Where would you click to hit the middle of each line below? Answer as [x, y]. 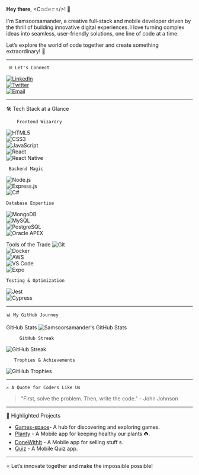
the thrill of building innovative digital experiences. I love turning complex [95, 27]
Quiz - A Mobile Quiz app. [46, 448]
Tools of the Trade [29, 245]
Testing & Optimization [36, 281]
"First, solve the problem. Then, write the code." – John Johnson [99, 399]
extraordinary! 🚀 [26, 51]
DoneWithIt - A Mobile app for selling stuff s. [69, 442]
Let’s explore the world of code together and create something [82, 45]
